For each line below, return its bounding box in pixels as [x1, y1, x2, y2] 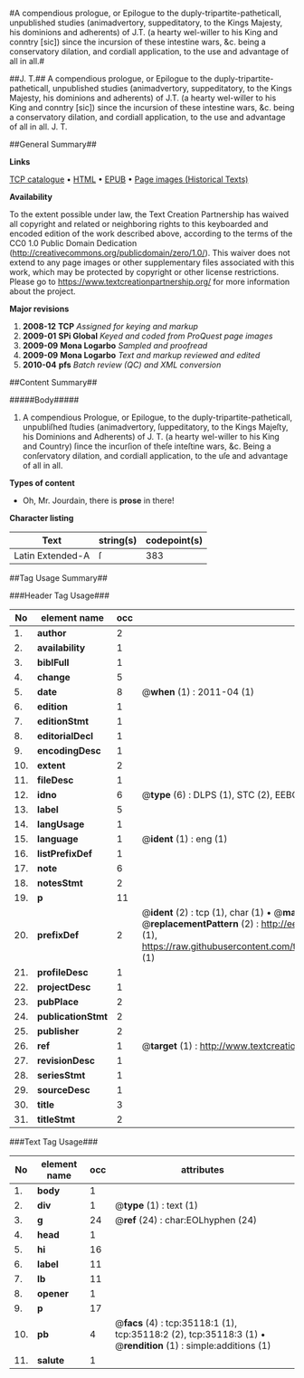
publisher [37, 1025, 80, 1037]
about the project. [9, 286, 76, 297]
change [37, 671, 71, 683]
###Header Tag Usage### [9, 590, 110, 601]
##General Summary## [9, 139, 97, 149]
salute [37, 1354, 65, 1366]
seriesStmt [37, 1069, 86, 1081]
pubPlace [37, 995, 80, 1008]
